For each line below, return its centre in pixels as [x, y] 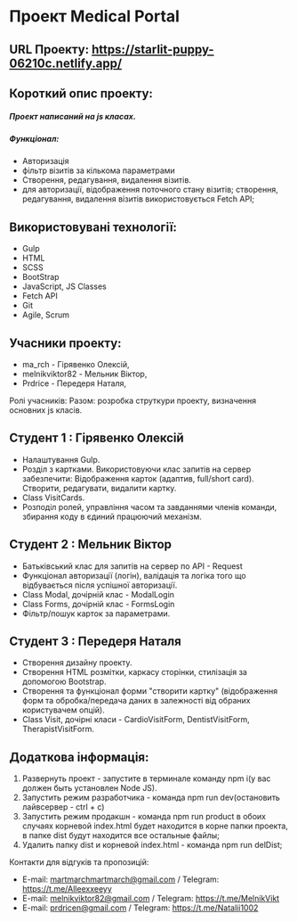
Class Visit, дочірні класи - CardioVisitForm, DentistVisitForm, [136, 720]
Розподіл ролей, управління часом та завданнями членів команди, [149, 506]
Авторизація [45, 161]
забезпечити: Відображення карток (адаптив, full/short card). [138, 478]
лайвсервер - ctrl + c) [63, 807]
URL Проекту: [49, 49]
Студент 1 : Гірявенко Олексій [96, 438]
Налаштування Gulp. [61, 459]
